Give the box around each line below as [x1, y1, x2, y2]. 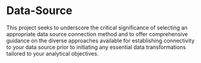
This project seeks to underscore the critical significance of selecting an [6, 24, 188, 31]
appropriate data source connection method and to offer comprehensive [6, 30, 188, 37]
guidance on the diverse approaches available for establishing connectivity [6, 37, 195, 44]
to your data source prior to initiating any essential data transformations [6, 43, 186, 51]
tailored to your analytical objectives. [6, 50, 99, 57]
